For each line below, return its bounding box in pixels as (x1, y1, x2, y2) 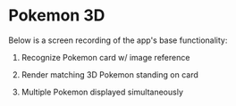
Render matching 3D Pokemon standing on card (21, 69, 198, 80)
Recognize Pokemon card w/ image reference (21, 52, 190, 62)
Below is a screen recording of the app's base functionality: (8, 35, 228, 45)
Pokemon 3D (8, 5, 105, 26)
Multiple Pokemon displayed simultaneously (21, 86, 184, 97)
